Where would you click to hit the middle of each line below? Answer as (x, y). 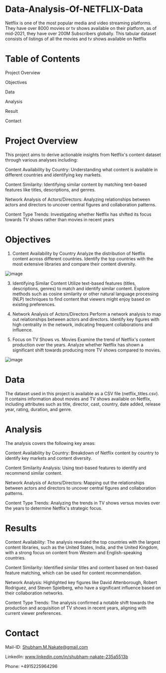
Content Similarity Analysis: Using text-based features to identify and (76, 468)
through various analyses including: (42, 160)
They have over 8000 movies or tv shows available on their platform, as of (81, 28)
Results (21, 528)
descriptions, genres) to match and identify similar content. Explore (81, 288)
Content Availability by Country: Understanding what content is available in (82, 169)
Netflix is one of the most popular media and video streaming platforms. (79, 23)
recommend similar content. (34, 473)
